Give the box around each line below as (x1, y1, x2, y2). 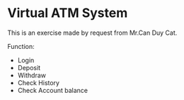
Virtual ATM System (7, 5, 128, 21)
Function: (7, 42, 35, 50)
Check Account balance (17, 86, 88, 94)
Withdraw (17, 71, 47, 79)
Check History (17, 78, 60, 87)
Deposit (17, 63, 41, 72)
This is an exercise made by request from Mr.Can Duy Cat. (7, 28, 178, 37)
